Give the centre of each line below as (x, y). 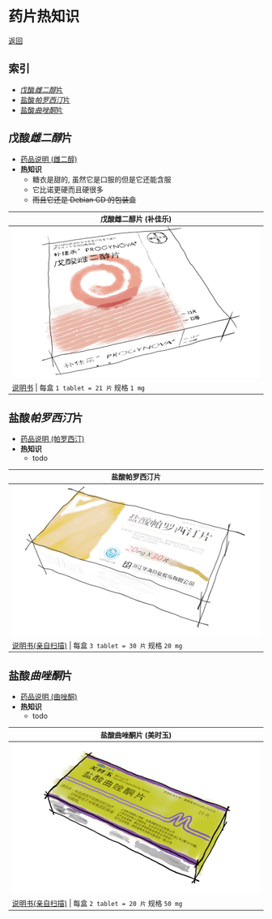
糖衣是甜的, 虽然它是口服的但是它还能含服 (102, 179)
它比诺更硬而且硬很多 (68, 189)
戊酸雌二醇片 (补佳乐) (136, 219)
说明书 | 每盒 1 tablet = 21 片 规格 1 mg (79, 387)
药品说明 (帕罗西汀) (52, 438)
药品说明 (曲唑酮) (49, 697)
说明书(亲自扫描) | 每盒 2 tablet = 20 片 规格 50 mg (97, 904)
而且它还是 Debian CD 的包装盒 (84, 199)
